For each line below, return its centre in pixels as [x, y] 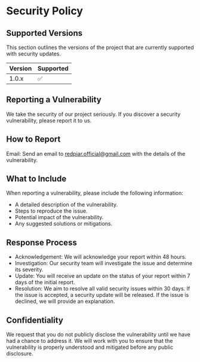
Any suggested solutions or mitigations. [63, 224]
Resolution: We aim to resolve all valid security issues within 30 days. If [102, 289]
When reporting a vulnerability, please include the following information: [95, 193]
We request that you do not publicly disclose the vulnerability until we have [99, 335]
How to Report [33, 139]
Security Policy [45, 11]
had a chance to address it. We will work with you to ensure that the [90, 341]
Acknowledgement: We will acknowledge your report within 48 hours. [101, 257]
